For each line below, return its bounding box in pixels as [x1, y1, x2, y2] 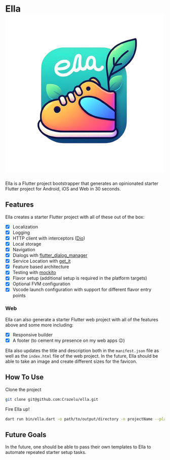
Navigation [12, 247, 35, 252]
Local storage [12, 241, 41, 247]
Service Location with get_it [12, 258, 71, 264]
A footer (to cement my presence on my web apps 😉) [12, 337, 125, 343]
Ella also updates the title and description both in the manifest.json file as [5, 348, 159, 354]
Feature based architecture [12, 264, 69, 270]
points [12, 292, 26, 298]
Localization [12, 223, 38, 229]
